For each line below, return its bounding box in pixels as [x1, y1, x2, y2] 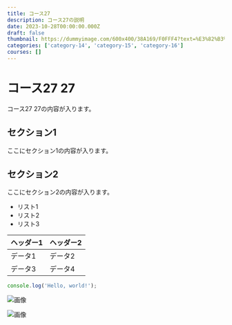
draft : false [7, 29, 45, 37]
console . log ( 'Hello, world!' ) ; [7, 282, 97, 290]
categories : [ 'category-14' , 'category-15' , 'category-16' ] [7, 42, 184, 49]
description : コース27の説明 [7, 17, 85, 23]
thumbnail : [7, 36, 39, 43]
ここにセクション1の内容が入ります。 [7, 146, 113, 155]
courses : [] [7, 49, 41, 56]
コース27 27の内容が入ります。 [7, 104, 95, 112]
